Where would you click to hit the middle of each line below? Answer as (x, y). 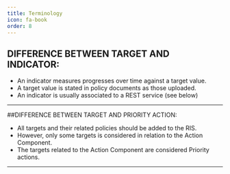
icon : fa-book (27, 20)
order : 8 (20, 26)
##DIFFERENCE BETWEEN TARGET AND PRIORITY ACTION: (92, 115)
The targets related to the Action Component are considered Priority (113, 150)
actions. (28, 157)
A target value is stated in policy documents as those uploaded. (106, 88)
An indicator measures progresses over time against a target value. (112, 81)
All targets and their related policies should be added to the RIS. (107, 128)
